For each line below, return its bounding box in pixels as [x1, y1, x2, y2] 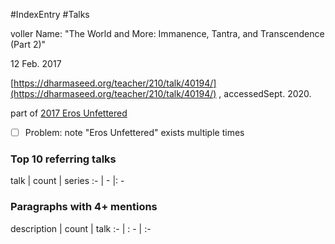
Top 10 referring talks [10, 152, 117, 166]
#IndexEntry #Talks [10, 9, 90, 20]
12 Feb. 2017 [10, 58, 62, 69]
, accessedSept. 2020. [218, 88, 312, 99]
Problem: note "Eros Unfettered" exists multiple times [24, 127, 245, 138]
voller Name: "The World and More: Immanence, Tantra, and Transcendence [10, 28, 325, 39]
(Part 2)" [10, 39, 47, 50]
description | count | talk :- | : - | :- [10, 222, 152, 234]
